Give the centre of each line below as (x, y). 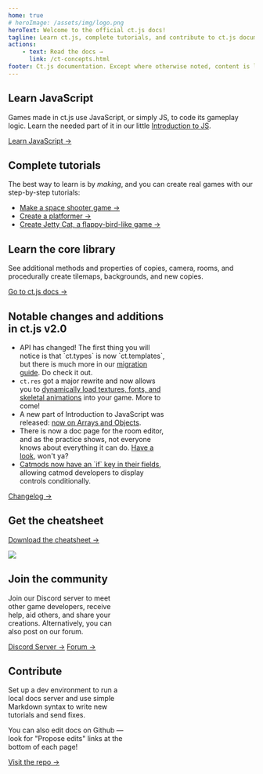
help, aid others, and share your (59, 615)
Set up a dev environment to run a (63, 690)
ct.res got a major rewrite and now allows (87, 381)
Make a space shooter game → (70, 208)
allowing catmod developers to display (81, 473)
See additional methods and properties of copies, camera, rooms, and (121, 268)
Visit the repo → (34, 762)
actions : (22, 45)
